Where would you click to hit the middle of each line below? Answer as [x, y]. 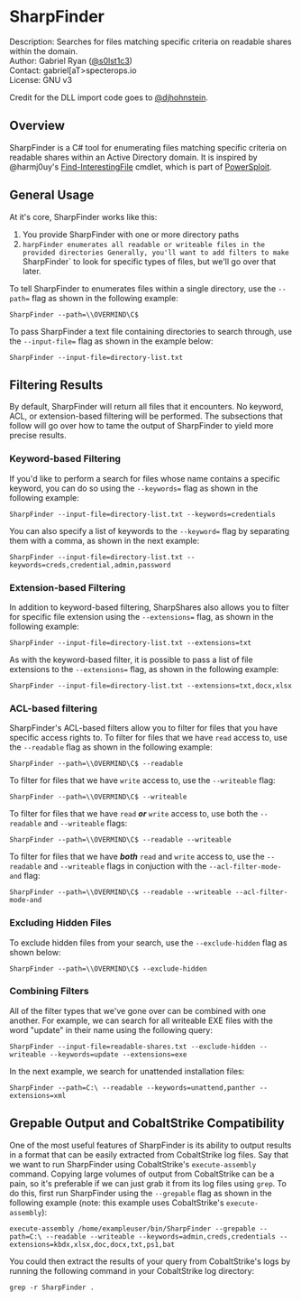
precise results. [38, 436]
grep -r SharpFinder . [52, 1287]
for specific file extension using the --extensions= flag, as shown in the [141, 616]
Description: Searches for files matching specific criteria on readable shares [150, 42]
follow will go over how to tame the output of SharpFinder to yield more [141, 426]
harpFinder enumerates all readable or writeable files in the [144, 245]
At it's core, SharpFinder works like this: [83, 217]
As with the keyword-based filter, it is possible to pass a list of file [132, 660]
